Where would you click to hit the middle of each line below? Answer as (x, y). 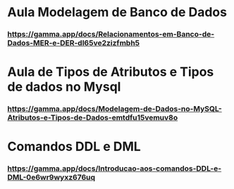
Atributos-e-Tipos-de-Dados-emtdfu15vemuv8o (93, 118)
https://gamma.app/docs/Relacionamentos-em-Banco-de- (111, 34)
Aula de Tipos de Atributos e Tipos (111, 72)
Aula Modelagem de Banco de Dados (117, 12)
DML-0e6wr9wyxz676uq (51, 178)
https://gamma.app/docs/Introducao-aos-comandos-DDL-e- (115, 169)
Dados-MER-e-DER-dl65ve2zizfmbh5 (73, 43)
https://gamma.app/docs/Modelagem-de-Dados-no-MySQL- (115, 109)
